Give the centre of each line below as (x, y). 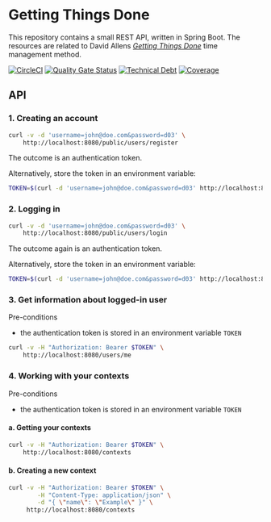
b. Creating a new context (52, 470)
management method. (45, 54)
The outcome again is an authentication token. (85, 248)
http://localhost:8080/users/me (77, 355)
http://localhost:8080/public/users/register (101, 143)
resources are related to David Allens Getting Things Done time (113, 45)
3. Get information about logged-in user (88, 300)
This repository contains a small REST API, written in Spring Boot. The (124, 37)
